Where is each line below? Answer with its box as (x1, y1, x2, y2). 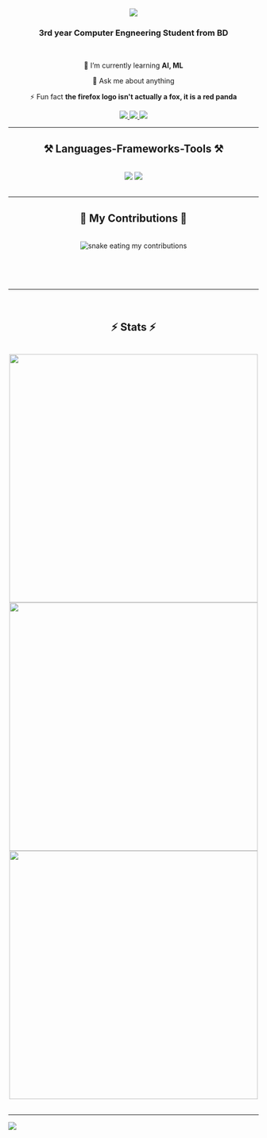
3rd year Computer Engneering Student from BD (38, 28, 229, 39)
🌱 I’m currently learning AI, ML (83, 60, 184, 71)
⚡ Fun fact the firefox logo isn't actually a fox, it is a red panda (29, 92, 238, 102)
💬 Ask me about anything (92, 76, 175, 86)
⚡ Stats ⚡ (110, 320, 157, 334)
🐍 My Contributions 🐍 (79, 211, 188, 225)
